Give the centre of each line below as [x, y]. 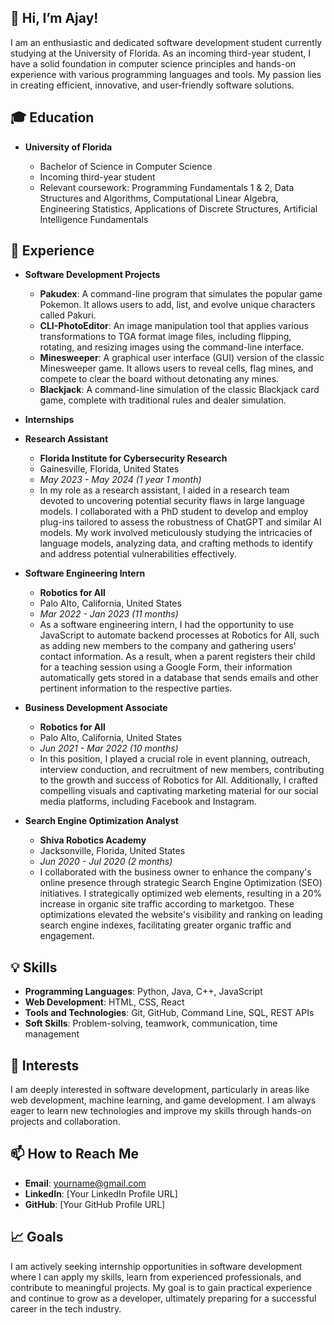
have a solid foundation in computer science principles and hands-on [153, 63]
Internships [49, 420]
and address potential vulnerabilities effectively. [138, 554]
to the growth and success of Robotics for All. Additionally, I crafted [178, 780]
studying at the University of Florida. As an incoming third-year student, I [160, 53]
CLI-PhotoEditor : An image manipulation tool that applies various [174, 326]
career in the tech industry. [66, 1308]
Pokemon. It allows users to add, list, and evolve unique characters [177, 305]
